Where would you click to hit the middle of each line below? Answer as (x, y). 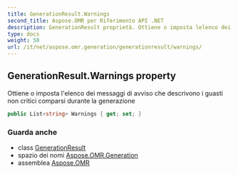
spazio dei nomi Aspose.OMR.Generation (78, 155)
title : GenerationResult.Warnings (59, 14)
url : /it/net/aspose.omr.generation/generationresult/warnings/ (105, 47)
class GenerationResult (52, 148)
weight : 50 (24, 41)
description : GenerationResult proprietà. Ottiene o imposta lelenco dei (119, 27)
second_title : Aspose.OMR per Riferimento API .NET (86, 21)
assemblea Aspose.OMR (54, 163)
